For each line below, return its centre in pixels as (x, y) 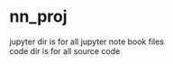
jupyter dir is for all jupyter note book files (87, 41)
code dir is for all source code (65, 50)
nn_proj (38, 17)
